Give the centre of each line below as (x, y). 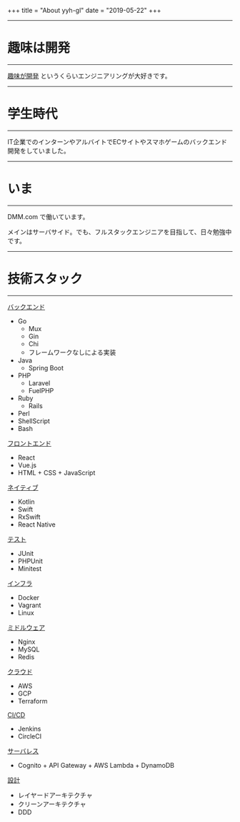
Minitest (30, 568)
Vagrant (29, 605)
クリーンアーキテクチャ (52, 804)
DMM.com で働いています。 (48, 216)
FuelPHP (41, 390)
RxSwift (29, 517)
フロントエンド (29, 443)
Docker (29, 597)
